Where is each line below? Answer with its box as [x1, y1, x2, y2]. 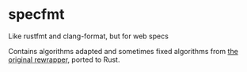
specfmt [8, 5, 65, 23]
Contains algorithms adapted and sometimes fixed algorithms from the [8, 46, 239, 56]
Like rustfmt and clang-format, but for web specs [8, 31, 169, 41]
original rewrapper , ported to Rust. [8, 55, 120, 64]
